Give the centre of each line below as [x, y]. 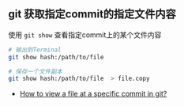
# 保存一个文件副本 [36, 71]
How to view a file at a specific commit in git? [93, 94]
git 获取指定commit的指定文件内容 [92, 14]
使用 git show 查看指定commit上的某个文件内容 [85, 35]
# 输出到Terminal [35, 50]
